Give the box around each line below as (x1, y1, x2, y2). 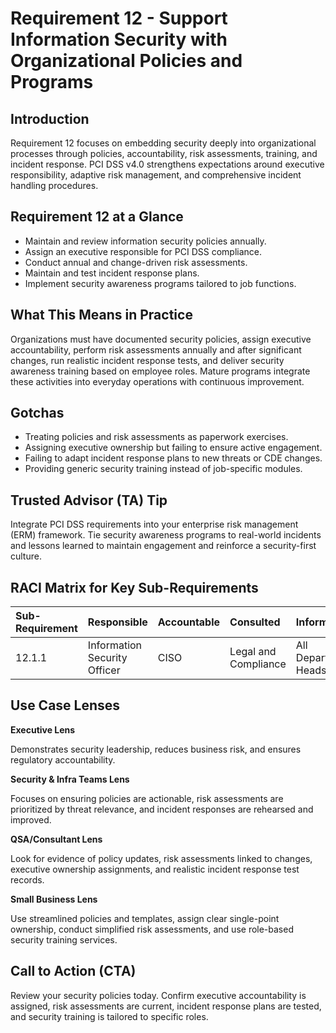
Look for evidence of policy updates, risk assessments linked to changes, (10, 852, 313, 864)
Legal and (229, 645, 277, 659)
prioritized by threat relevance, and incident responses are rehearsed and (10, 803, 314, 815)
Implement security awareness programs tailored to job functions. (24, 277, 297, 289)
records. (10, 873, 45, 886)
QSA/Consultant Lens (10, 833, 103, 845)
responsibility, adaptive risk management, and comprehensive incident (10, 169, 302, 181)
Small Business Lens (10, 893, 98, 905)
